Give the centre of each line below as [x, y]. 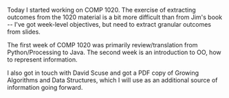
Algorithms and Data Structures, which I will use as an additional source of [112, 80]
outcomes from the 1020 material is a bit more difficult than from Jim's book [115, 17]
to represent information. [42, 60]
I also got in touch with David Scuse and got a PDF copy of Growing [103, 73]
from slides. [24, 32]
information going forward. [45, 87]
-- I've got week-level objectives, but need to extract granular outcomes [109, 24]
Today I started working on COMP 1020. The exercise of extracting [101, 10]
